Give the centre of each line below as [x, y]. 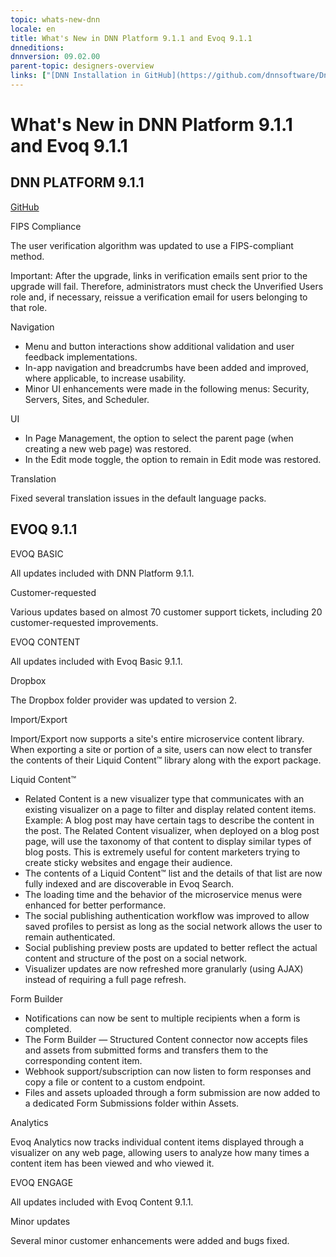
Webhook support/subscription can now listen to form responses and [168, 1071]
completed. [48, 1028]
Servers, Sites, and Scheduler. [87, 399]
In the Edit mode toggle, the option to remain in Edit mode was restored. [173, 459]
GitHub [25, 207]
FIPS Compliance [46, 226]
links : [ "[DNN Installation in [75, 76]
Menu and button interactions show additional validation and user [159, 346]
